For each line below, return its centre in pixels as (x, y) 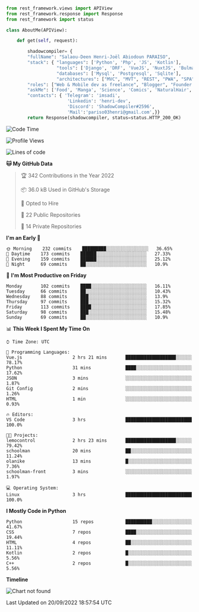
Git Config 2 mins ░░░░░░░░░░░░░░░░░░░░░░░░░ (99, 388)
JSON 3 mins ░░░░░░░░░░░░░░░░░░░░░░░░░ (99, 378)
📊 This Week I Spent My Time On (48, 328)
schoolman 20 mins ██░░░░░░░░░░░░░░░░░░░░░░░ (99, 451)
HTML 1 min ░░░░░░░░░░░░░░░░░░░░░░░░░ (99, 399)
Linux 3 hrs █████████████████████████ (99, 494)
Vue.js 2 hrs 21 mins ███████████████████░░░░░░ (99, 357)
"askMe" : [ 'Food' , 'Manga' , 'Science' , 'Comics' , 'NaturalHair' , (110, 90)
